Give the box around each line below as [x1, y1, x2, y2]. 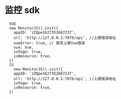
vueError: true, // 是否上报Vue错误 [13, 40, 85, 45]
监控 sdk [4, 4, 40, 16]
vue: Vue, [13, 45, 34, 50]
